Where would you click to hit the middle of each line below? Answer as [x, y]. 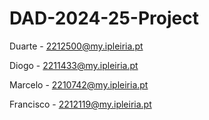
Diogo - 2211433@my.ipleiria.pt [74, 65]
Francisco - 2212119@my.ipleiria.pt [80, 104]
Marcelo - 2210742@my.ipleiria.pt [79, 84]
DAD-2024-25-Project [104, 18]
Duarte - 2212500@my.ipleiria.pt [76, 46]
